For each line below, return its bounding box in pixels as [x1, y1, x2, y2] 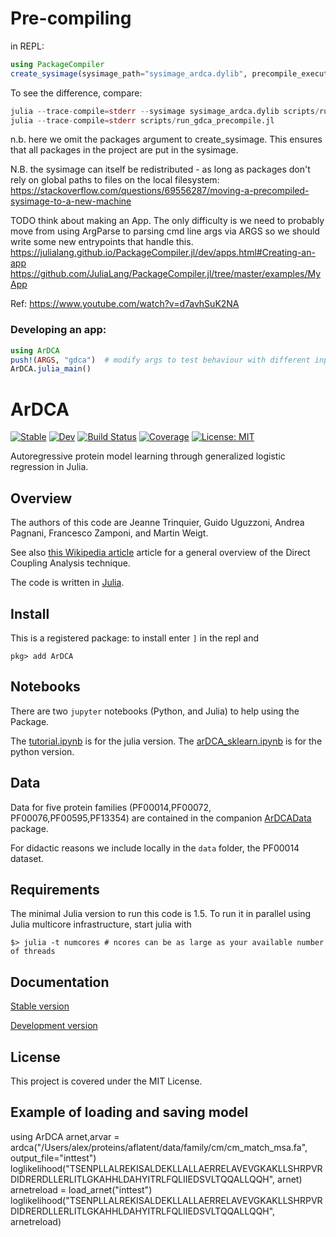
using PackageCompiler [10, 59, 105, 69]
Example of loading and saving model [10, 1104, 249, 1121]
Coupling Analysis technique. [10, 557, 131, 569]
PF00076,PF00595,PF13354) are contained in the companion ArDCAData [10, 812, 312, 824]
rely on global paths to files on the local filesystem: [10, 174, 220, 186]
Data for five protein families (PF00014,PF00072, [10, 801, 212, 813]
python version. [10, 745, 75, 757]
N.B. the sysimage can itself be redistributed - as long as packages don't [10, 163, 311, 176]
